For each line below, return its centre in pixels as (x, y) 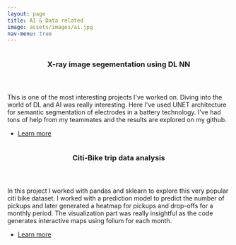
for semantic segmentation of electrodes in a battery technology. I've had (114, 112)
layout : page (26, 14)
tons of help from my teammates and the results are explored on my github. (117, 120)
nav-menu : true (30, 34)
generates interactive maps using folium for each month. (90, 221)
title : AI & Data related (45, 20)
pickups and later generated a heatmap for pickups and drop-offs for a (110, 206)
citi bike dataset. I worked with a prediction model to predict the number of (116, 198)
